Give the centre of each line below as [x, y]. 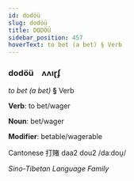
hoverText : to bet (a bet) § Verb [65, 45]
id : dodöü [25, 15]
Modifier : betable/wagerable [56, 137]
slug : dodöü [28, 23]
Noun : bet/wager [36, 121]
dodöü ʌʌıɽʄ [34, 74]
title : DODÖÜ [30, 30]
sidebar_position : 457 [46, 38]
